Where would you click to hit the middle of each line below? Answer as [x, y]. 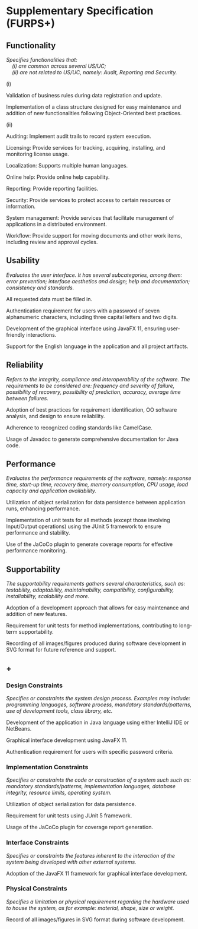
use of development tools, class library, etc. [59, 710]
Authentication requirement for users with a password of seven [83, 311]
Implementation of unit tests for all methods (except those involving [88, 520]
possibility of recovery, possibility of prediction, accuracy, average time [94, 392]
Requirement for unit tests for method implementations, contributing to [92, 625]
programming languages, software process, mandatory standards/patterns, [99, 704]
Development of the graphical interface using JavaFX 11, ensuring [86, 328]
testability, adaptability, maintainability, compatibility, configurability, [90, 590]
